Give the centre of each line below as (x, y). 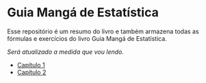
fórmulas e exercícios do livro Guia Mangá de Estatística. (87, 38)
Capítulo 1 (31, 65)
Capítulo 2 (31, 72)
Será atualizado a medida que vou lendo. (66, 52)
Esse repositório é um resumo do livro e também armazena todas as (103, 31)
